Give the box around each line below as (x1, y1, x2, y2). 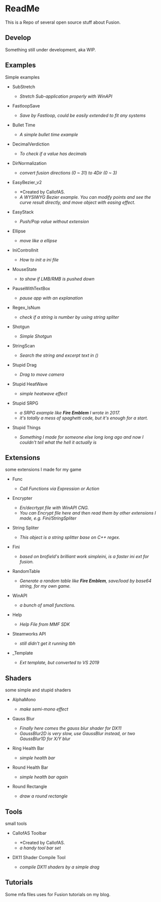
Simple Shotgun (19, 333, 52, 339)
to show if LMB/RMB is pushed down (19, 276, 95, 282)
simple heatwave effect (19, 390, 67, 396)
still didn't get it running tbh (19, 640, 76, 646)
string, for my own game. (19, 583, 71, 589)
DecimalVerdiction (12, 141, 50, 147)
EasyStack (12, 209, 34, 215)
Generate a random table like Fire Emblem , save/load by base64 (19, 578, 152, 584)
